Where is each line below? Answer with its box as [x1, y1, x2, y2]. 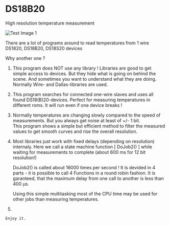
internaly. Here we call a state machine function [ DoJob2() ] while [12, 144, 152, 150]
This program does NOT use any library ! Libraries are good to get [12, 65, 152, 71]
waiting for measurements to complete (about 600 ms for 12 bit [12, 149, 146, 155]
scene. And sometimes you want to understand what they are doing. [12, 76, 157, 82]
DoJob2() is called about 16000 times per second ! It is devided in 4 [12, 164, 156, 170]
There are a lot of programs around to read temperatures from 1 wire [5, 39, 149, 46]
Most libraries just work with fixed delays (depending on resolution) [12, 138, 155, 144]
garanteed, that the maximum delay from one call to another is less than [12, 175, 164, 182]
